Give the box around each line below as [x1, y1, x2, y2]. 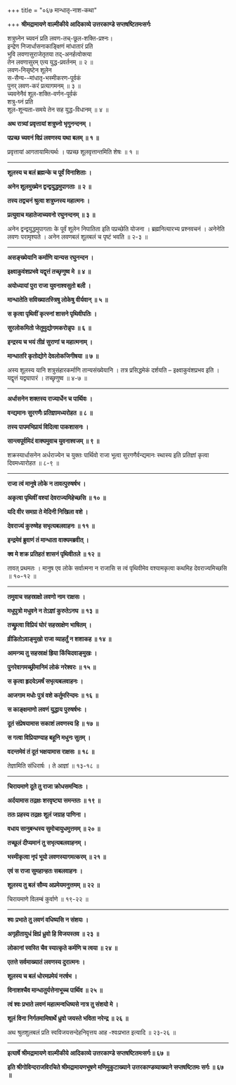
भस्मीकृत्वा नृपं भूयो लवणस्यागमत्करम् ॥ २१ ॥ [7, 853, 107, 861]
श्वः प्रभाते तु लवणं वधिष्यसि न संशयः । [7, 915, 89, 924]
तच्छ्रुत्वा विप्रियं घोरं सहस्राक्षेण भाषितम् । [7, 621, 92, 629]
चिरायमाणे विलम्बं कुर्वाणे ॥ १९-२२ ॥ [7, 895, 89, 903]
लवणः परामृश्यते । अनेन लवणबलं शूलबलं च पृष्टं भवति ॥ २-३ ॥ [7, 232, 148, 241]
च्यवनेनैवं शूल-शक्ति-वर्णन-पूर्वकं [7, 89, 77, 98]
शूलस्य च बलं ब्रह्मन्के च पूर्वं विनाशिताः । [7, 168, 92, 177]
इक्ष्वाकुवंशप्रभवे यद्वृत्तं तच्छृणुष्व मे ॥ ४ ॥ [7, 268, 91, 275]
